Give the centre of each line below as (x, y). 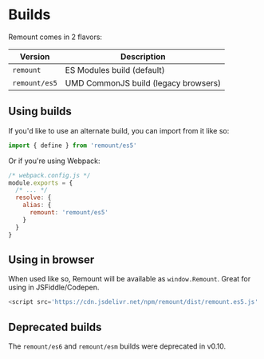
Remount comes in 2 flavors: (55, 37)
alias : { (37, 205)
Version (35, 56)
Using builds (40, 112)
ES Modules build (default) (115, 70)
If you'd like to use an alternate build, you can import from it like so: (119, 130)
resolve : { (33, 197)
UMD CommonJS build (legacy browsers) (143, 83)
